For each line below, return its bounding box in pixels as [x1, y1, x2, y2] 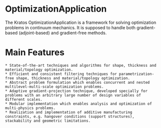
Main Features [5, 47, 65, 58]
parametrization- [119, 72, 154, 76]
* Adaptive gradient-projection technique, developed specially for [5, 89, 148, 93]
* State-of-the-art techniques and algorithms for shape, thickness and [5, 63, 157, 68]
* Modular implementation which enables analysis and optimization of [5, 101, 152, 106]
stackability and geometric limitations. [5, 118, 91, 123]
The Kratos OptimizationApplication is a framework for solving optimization [5, 19, 157, 25]
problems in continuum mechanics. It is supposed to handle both [5, 24, 136, 30]
